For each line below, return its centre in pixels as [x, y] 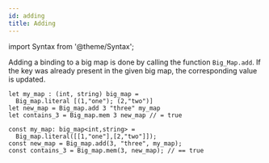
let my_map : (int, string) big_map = [74, 94]
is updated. [27, 79]
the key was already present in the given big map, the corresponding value [133, 70]
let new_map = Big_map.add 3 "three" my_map [84, 108]
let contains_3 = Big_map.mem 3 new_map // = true [95, 115]
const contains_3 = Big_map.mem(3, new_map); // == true [106, 150]
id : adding [27, 16]
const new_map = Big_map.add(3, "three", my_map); [95, 143]
